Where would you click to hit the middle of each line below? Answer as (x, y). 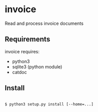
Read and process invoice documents (44, 23)
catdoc (20, 72)
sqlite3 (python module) (37, 66)
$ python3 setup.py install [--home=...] (49, 104)
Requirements (27, 39)
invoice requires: (22, 51)
